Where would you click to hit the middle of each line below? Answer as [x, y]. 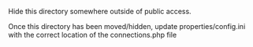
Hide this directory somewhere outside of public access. [100, 11]
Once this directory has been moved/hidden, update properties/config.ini [127, 26]
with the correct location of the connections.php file [93, 35]
